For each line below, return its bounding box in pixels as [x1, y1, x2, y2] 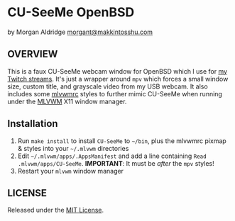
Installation [7, 118, 58, 130]
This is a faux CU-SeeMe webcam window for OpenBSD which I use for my [7, 67, 228, 75]
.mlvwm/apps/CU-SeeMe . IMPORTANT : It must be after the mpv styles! [17, 159, 214, 167]
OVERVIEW [7, 48, 58, 60]
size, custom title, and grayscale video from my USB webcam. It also [7, 82, 208, 91]
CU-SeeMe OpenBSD [7, 4, 135, 21]
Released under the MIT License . [7, 206, 104, 215]
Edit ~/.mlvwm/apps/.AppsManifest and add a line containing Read [17, 152, 207, 160]
